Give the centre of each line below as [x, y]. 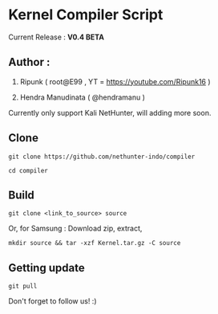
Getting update [47, 268]
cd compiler [28, 170]
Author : [29, 62]
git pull [23, 287]
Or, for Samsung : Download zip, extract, [75, 228]
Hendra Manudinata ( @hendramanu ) [83, 97]
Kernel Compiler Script [86, 15]
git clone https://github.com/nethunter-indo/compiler [102, 157]
